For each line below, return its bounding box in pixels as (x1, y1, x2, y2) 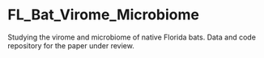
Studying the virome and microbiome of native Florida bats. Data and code (7, 32, 257, 42)
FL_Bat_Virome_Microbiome (7, 6, 200, 24)
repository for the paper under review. (7, 40, 134, 50)
